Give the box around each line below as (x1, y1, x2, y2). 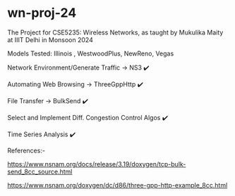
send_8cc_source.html (7, 167, 73, 176)
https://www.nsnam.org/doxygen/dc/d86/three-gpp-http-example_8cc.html (7, 181, 228, 189)
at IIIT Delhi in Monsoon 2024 (7, 35, 93, 44)
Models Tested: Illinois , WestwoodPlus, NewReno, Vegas (7, 49, 174, 58)
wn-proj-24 (7, 5, 77, 21)
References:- (7, 146, 46, 155)
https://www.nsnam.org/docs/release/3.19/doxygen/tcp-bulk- (7, 159, 186, 168)
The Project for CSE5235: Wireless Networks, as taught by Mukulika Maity (7, 28, 224, 37)
